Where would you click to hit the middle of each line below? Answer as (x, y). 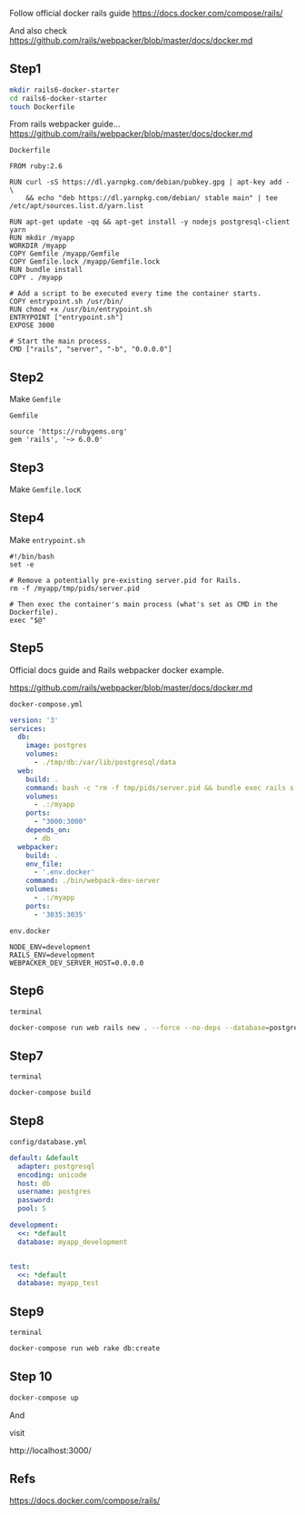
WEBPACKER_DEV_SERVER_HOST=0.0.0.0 (77, 963)
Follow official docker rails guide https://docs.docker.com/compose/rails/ (146, 13)
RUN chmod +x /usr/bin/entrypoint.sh (81, 310)
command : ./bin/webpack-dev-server (93, 881)
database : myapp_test (59, 1283)
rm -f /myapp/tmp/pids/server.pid (75, 588)
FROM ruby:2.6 (36, 166)
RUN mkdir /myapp (42, 238)
